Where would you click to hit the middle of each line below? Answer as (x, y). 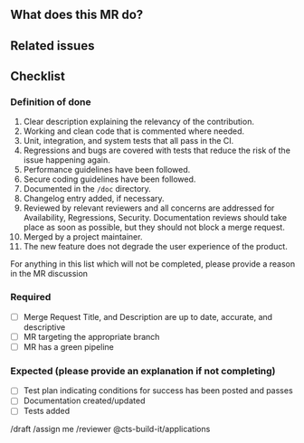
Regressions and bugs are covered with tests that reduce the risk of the (157, 151)
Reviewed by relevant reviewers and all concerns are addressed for (149, 208)
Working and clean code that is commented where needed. (134, 131)
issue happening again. (67, 160)
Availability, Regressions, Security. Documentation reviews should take (155, 218)
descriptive (44, 327)
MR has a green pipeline (68, 346)
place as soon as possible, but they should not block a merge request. (154, 227)
